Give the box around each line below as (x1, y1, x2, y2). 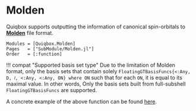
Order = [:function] (6, 51, 62, 57)
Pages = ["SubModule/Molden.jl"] (6, 45, 94, 52)
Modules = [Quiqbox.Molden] (6, 41, 76, 47)
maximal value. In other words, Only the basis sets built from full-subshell (6, 80, 186, 87)
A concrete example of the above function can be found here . (6, 98, 157, 105)
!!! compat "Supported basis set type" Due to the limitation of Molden (6, 61, 175, 68)
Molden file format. (6, 29, 53, 36)
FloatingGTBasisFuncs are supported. (6, 86, 97, 93)
